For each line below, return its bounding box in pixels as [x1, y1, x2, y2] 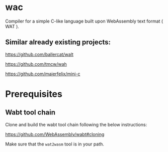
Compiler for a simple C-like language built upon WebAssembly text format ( [5, 18, 163, 24]
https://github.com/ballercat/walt [5, 51, 74, 57]
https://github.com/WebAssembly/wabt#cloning [5, 131, 105, 137]
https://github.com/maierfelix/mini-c [5, 71, 80, 77]
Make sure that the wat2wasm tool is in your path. [5, 141, 105, 147]
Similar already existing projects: [5, 38, 111, 47]
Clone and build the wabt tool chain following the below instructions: [5, 121, 147, 127]
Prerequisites [5, 88, 63, 99]
